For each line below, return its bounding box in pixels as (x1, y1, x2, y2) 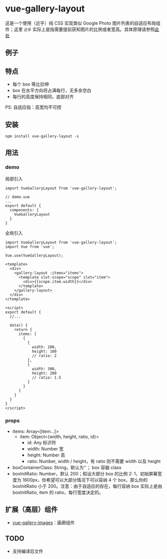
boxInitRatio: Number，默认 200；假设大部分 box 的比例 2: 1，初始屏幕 (12, 470, 158, 476)
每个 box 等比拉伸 (12, 81, 49, 87)
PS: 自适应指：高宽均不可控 (5, 104, 61, 110)
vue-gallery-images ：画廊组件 (12, 519, 75, 526)
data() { (9, 322, 28, 328)
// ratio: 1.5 (31, 375, 61, 380)
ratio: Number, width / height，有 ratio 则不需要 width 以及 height (27, 458, 161, 464)
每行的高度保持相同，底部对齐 (12, 94, 74, 100)
